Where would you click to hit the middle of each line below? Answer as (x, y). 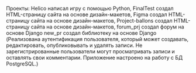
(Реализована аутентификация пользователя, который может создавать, (97, 39)
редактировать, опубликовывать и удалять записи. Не (74, 45)
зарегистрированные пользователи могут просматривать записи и (91, 51)
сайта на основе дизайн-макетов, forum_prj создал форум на (107, 27)
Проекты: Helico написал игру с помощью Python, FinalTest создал (90, 8)
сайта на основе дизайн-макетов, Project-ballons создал (102, 21)
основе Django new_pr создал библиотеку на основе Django (81, 33)
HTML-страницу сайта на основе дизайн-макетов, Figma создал (87, 14)
